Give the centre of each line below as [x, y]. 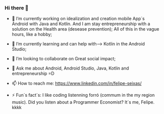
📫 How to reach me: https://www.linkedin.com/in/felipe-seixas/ [77, 83]
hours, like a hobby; [32, 35]
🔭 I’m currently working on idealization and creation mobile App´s [78, 19]
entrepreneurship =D [33, 74]
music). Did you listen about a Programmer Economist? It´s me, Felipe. [83, 102]
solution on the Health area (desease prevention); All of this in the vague [85, 29]
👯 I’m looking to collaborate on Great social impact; [63, 59]
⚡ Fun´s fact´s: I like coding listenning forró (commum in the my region [83, 95]
